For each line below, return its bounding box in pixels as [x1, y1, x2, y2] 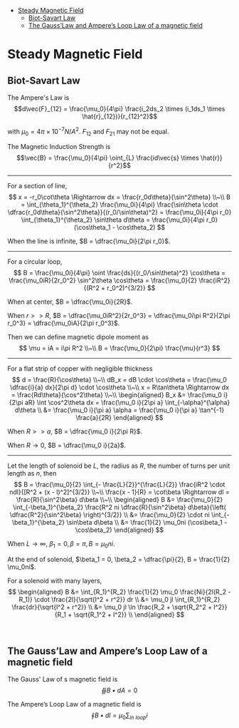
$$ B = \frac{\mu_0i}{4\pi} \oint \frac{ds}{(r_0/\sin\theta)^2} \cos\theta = [13, 269, 226, 277]
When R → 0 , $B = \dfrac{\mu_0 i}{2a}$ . [7, 441, 127, 450]
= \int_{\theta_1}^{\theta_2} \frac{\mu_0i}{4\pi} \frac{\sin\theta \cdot [21, 200, 218, 209]
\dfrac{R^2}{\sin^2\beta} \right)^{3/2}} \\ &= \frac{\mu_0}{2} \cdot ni [9, 511, 210, 519]
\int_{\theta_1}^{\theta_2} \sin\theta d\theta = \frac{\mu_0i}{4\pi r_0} [21, 215, 218, 224]
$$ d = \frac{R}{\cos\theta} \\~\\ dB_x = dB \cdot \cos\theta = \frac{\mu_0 [11, 376, 228, 384]
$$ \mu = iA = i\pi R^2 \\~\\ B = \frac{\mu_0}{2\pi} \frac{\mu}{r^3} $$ [18, 344, 221, 352]
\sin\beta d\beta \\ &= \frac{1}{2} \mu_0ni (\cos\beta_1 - [66, 518, 228, 527]
